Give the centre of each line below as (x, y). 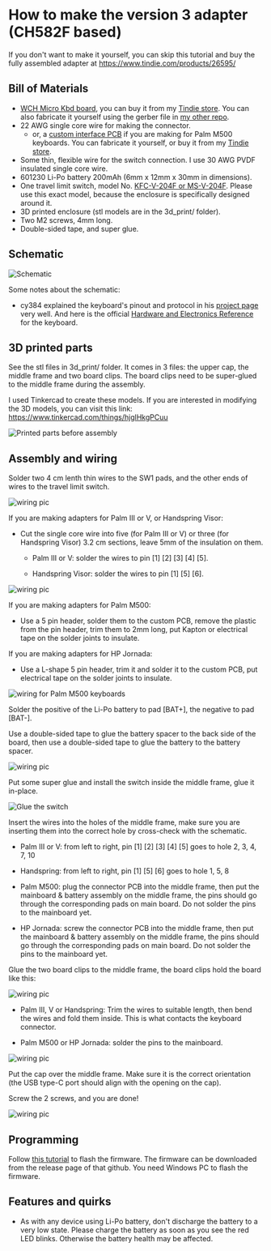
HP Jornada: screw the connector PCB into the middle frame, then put (137, 929)
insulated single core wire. (64, 169)
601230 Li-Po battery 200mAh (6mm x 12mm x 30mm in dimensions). (136, 177)
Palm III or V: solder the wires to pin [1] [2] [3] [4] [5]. (120, 558)
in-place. (23, 791)
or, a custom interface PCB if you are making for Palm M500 (132, 134)
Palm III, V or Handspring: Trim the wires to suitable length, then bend (136, 1010)
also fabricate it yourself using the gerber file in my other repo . (125, 117)
